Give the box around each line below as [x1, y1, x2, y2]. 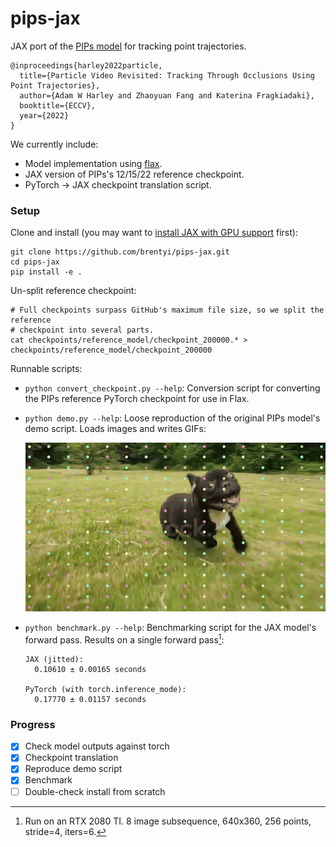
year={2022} [19, 110, 70, 121]
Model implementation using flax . [24, 157, 163, 169]
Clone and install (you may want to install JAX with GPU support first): [10, 227, 298, 239]
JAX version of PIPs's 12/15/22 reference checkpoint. [24, 168, 245, 180]
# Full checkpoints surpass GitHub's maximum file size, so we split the [10, 305, 325, 316]
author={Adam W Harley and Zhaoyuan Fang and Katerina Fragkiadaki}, [19, 90, 315, 101]
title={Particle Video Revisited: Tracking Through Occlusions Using [19, 70, 315, 81]
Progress [10, 717, 56, 731]
